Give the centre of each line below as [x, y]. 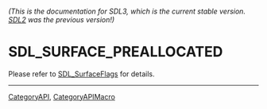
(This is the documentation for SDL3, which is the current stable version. [127, 11]
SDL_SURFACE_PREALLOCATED [116, 51]
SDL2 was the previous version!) [62, 19]
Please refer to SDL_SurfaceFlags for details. [81, 74]
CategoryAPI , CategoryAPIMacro [62, 96]
